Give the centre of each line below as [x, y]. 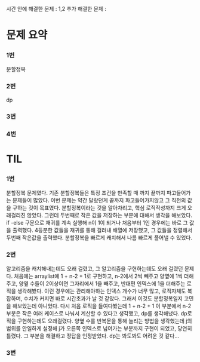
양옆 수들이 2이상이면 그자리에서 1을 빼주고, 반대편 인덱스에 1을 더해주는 [102, 284]
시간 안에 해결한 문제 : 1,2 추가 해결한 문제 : [56, 9]
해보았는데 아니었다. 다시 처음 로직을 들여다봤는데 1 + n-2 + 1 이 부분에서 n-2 [102, 306]
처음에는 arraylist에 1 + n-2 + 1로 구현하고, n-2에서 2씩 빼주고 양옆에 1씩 [99, 276]
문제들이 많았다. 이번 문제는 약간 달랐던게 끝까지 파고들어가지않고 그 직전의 [99, 200]
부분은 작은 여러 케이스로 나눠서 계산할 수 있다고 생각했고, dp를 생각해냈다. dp [97, 314]
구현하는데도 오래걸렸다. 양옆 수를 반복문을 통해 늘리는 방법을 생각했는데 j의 [104, 321]
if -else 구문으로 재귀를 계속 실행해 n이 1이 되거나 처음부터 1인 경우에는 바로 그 [97, 223]
